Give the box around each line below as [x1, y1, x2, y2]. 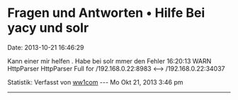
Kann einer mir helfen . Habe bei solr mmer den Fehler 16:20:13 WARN [7, 56, 212, 65]
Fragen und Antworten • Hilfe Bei [7, 5, 205, 21]
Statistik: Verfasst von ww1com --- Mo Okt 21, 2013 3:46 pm [7, 77, 183, 86]
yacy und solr [7, 20, 89, 36]
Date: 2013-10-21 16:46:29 [7, 43, 84, 51]
